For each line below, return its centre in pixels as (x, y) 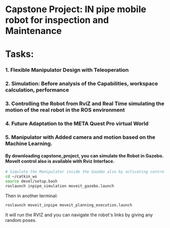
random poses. (21, 220)
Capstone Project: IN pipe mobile (76, 9)
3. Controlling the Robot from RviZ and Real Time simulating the (85, 104)
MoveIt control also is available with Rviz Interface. (60, 161)
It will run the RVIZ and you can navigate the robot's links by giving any (79, 215)
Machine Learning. (29, 143)
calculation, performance (37, 90)
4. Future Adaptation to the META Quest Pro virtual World (77, 124)
